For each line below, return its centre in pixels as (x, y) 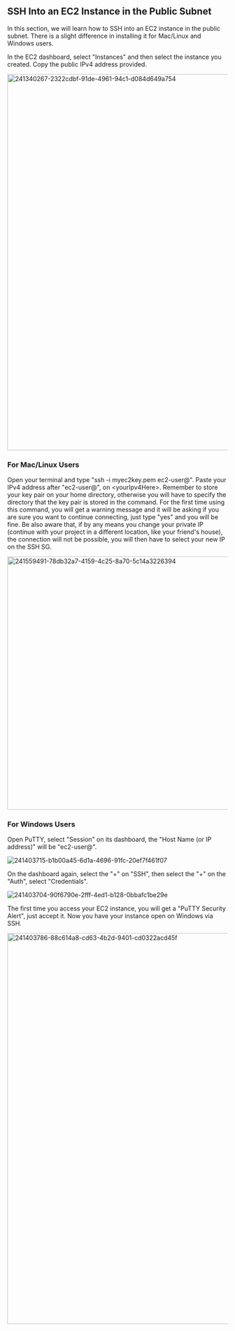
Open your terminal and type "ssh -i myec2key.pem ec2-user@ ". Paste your (117, 480)
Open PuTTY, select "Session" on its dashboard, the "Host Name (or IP (109, 840)
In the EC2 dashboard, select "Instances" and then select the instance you (114, 57)
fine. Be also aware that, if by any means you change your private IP (106, 525)
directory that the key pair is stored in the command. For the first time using (116, 502)
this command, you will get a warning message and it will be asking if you (113, 509)
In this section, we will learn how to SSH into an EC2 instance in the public (114, 28)
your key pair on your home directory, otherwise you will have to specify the (117, 495)
